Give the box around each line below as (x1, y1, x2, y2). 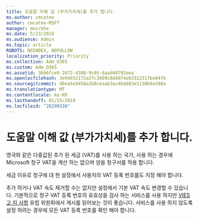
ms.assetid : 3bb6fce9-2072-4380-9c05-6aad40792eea (6, 70, 134, 76)
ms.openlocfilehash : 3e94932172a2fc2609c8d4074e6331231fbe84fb (6, 75, 166, 81)
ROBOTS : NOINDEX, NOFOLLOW (6, 48, 73, 54)
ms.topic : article (6, 42, 52, 48)
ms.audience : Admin (6, 36, 55, 42)
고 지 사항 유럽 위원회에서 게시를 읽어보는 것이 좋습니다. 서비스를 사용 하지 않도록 (6, 199, 193, 206)
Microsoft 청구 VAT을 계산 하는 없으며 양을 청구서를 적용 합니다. (6, 159, 154, 166)
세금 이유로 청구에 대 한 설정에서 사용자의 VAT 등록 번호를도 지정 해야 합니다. (6, 171, 184, 179)
